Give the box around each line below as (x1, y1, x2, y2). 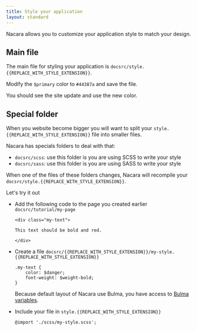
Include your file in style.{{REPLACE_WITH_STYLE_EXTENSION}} (14, 308, 162, 315)
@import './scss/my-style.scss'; (14, 319, 97, 326)
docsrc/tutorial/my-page (14, 207, 76, 213)
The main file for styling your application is (6, 63, 109, 70)
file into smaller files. (92, 131, 142, 138)
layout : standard (6, 14, 49, 20)
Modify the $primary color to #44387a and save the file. (6, 81, 138, 88)
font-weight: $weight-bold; (25, 275, 94, 281)
